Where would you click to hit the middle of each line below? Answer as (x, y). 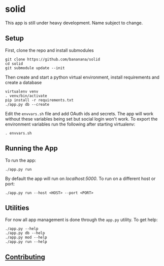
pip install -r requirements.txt (39, 100)
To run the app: (21, 160)
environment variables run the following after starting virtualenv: (70, 124)
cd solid (14, 64)
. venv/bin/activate (26, 96)
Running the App (32, 149)
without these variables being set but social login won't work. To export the (81, 119)
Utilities (17, 208)
